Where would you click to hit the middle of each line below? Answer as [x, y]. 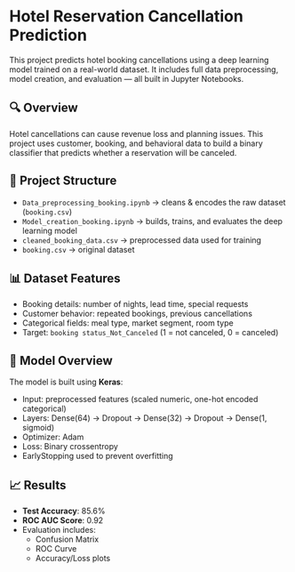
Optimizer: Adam [53, 437]
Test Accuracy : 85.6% [64, 511]
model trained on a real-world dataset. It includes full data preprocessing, [144, 69]
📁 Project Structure [63, 181]
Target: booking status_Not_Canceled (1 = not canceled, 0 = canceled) [150, 333]
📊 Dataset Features [65, 278]
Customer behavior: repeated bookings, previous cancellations [137, 314]
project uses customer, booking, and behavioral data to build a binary [136, 143]
